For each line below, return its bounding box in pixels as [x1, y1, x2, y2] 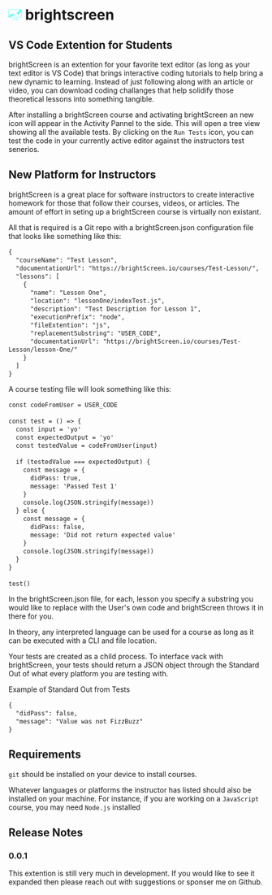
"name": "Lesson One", [29, 289, 107, 297]
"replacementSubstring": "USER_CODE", [29, 329, 162, 337]
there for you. [8, 611, 54, 621]
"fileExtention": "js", [29, 321, 111, 329]
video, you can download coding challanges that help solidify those [8, 85, 234, 95]
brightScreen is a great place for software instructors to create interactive [8, 189, 255, 199]
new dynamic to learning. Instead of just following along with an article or [8, 77, 254, 86]
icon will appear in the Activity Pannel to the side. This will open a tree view [8, 119, 261, 128]
